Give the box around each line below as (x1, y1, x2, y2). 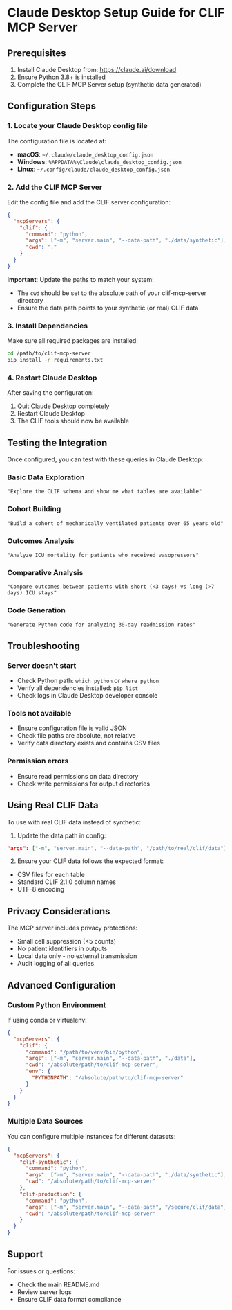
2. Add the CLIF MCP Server (7, 182, 102, 192)
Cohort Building (7, 504, 61, 514)
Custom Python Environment (7, 1000, 106, 1009)
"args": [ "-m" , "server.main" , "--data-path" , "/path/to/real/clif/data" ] (7, 844, 227, 851)
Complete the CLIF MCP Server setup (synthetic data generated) (17, 80, 202, 88)
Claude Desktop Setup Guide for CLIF (7, 5, 225, 21)
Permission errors (7, 756, 69, 766)
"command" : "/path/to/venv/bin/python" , (25, 1048, 144, 1056)
